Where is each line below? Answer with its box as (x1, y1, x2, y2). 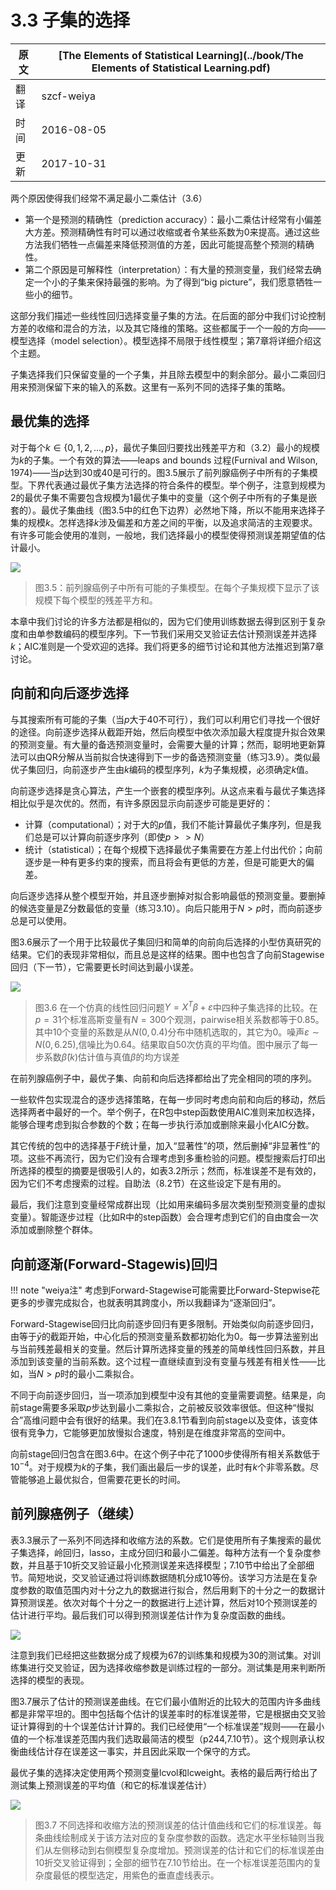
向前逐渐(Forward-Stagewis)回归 (10, 1256, 218, 1273)
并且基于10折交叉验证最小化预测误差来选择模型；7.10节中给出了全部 (27, 1559, 307, 1571)
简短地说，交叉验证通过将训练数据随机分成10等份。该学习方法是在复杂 (27, 1571, 318, 1583)
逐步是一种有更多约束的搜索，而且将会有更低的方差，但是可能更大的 (24, 856, 306, 868)
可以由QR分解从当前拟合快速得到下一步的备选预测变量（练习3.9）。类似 (18, 751, 312, 763)
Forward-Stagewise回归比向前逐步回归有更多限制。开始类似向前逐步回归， (10, 1318, 320, 1330)
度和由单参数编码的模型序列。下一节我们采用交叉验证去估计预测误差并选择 (10, 627, 317, 640)
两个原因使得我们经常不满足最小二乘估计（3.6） (10, 192, 208, 204)
